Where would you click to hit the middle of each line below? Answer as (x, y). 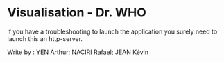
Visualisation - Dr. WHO (77, 13)
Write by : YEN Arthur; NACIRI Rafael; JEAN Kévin (78, 52)
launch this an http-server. (45, 38)
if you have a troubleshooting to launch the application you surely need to (112, 32)
